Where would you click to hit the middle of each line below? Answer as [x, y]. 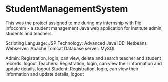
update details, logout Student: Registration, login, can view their [72, 69]
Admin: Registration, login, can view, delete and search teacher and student [83, 58]
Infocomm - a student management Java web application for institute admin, [84, 28]
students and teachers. [29, 33]
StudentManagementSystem [67, 9]
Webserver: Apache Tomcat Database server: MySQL [61, 48]
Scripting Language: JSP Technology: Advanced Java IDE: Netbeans [76, 43]
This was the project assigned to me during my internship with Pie [73, 23]
